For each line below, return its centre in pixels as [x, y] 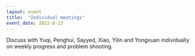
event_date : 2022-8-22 [35, 23]
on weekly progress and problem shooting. [59, 46]
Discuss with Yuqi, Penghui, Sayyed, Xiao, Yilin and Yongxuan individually [98, 40]
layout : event [24, 12]
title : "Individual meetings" [46, 17]
